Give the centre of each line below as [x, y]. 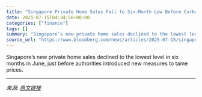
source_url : [21, 40]
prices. [15, 70]
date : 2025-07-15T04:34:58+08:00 [48, 17]
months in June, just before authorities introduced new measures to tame [97, 63]
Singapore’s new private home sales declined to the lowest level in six [93, 57]
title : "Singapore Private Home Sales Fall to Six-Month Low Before [94, 12]
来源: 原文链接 [23, 88]
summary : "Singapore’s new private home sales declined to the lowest [96, 34]
